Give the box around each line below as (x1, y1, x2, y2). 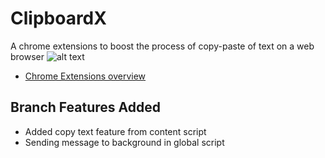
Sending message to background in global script (24, 136, 225, 148)
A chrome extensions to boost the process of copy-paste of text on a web (10, 40, 315, 52)
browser (10, 50, 45, 62)
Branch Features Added (10, 99, 161, 116)
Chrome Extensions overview (24, 70, 147, 82)
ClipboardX (10, 7, 107, 30)
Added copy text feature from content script (24, 125, 207, 137)
